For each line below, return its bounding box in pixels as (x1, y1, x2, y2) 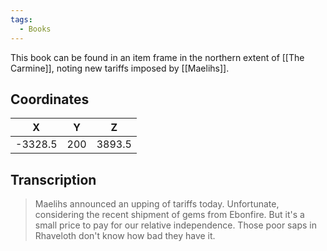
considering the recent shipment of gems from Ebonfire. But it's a (34, 209, 305, 221)
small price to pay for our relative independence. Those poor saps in (34, 219, 317, 231)
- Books (19, 24, 52, 34)
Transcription (10, 171, 97, 188)
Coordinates (10, 91, 90, 108)
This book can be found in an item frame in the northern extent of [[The (10, 51, 305, 63)
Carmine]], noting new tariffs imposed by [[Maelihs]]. (10, 62, 230, 74)
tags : (10, 14, 33, 25)
